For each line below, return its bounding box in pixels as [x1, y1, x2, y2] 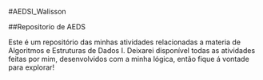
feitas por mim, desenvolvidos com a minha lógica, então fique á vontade [8, 55, 249, 63]
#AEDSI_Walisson [8, 7, 66, 16]
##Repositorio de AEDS [8, 22, 86, 31]
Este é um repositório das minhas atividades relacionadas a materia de [8, 37, 241, 47]
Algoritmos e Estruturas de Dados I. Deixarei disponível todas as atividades [8, 46, 256, 55]
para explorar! [8, 63, 54, 72]
